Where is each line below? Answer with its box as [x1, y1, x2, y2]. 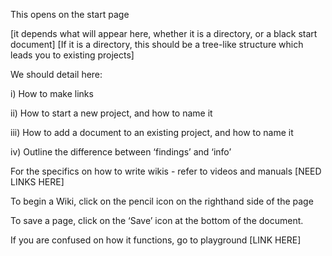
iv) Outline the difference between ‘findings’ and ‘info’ [10, 146, 232, 158]
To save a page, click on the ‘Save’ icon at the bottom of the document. [10, 215, 304, 226]
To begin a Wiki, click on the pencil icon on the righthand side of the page [10, 195, 314, 207]
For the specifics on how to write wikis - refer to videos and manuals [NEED [10, 165, 322, 177]
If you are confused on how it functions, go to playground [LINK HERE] [10, 234, 302, 246]
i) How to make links [10, 88, 94, 99]
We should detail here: [10, 69, 103, 80]
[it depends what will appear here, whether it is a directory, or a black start [10, 28, 318, 39]
